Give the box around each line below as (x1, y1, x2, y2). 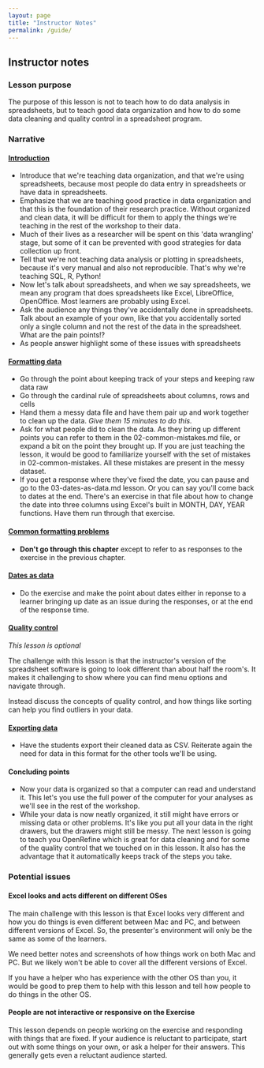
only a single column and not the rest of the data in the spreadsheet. (19, 322, 242, 332)
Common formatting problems (8, 526, 110, 536)
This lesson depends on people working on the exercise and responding (8, 1025, 243, 1035)
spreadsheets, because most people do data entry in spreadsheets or (19, 179, 247, 189)
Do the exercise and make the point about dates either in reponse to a (19, 588, 247, 597)
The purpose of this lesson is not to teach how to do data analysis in (8, 97, 230, 107)
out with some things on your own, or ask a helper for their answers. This (8, 1042, 246, 1051)
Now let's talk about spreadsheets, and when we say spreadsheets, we (19, 280, 251, 289)
